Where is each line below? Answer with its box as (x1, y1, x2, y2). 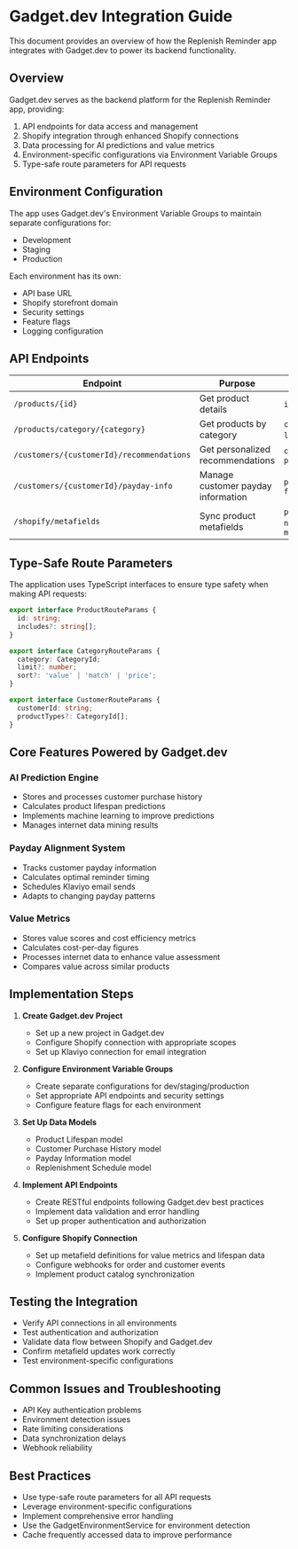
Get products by (199, 418, 267, 430)
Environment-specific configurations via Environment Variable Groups (21, 149, 278, 160)
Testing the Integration (9, 1294, 138, 1309)
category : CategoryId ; (17, 655, 101, 664)
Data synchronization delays (21, 1433, 127, 1443)
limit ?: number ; (17, 663, 77, 672)
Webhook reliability (21, 1443, 93, 1453)
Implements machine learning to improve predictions (21, 810, 215, 822)
